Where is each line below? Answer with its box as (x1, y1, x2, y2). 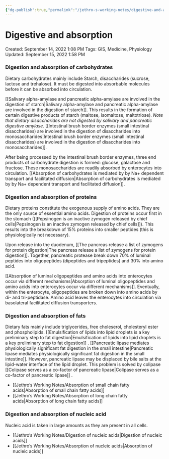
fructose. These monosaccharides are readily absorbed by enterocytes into (5, 165, 162, 171)
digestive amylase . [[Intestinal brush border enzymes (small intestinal (5, 122, 149, 129)
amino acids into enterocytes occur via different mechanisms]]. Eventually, (5, 284, 160, 290)
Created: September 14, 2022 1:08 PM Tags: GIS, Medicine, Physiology (5, 46, 152, 52)
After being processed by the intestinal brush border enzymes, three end (5, 154, 156, 160)
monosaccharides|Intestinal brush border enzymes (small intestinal (5, 133, 144, 140)
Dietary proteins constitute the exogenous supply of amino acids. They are (5, 205, 160, 211)
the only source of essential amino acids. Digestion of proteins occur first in (5, 210, 162, 216)
